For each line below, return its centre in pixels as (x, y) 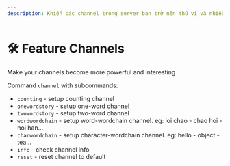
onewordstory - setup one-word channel (73, 106)
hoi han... (30, 128)
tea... (24, 142)
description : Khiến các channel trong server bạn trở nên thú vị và (107, 13)
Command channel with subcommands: (63, 85)
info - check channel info (53, 149)
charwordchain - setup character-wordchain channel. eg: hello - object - (118, 135)
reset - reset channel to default (61, 156)
